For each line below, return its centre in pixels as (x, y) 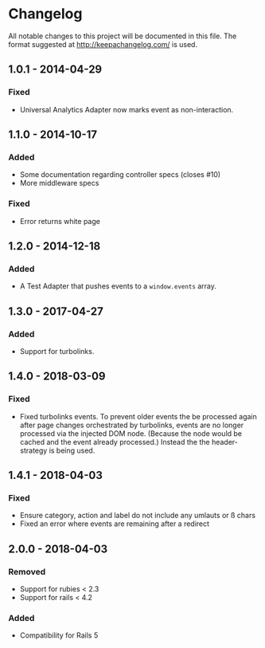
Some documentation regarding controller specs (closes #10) (120, 175)
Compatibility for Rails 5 (59, 635)
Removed (27, 571)
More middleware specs (59, 183)
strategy (33, 450)
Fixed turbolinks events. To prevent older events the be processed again (138, 416)
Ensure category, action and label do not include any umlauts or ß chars (138, 516)
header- (225, 442)
